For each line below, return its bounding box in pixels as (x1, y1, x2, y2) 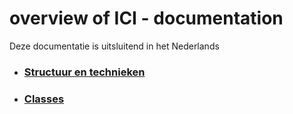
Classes (23, 92, 65, 106)
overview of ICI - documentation (9, 7, 284, 30)
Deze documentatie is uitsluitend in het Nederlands (9, 40, 220, 52)
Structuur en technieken (23, 65, 146, 79)
